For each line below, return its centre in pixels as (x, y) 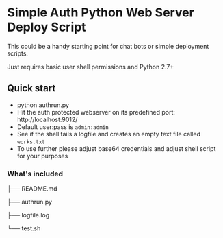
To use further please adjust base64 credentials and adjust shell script (116, 148)
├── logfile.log (28, 215)
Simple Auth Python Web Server (101, 13)
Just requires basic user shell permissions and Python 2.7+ (91, 67)
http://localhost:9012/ (47, 119)
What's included (35, 174)
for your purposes (42, 156)
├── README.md (32, 189)
